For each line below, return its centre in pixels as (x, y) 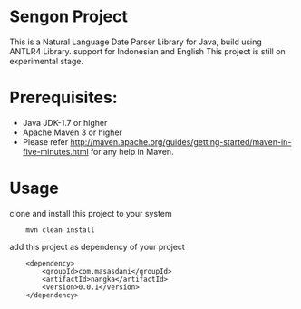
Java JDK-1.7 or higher (65, 122)
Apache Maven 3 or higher (72, 132)
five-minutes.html (55, 151)
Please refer (45, 141)
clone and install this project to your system (91, 213)
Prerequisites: (63, 98)
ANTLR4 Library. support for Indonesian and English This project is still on (147, 51)
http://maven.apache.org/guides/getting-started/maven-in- (181, 141)
